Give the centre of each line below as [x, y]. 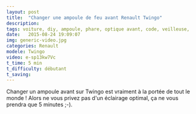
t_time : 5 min [24, 63]
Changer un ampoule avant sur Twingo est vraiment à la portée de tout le [98, 91]
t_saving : [19, 74]
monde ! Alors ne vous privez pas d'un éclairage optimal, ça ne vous [93, 98]
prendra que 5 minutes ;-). [39, 105]
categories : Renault [33, 46]
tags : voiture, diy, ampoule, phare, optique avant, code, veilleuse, [98, 29]
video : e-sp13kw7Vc [31, 57]
